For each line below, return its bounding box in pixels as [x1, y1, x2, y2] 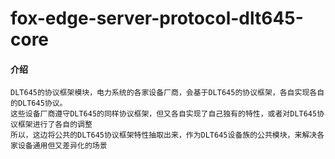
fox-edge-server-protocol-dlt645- [10, 7, 304, 30]
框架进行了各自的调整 [17, 120, 93, 130]
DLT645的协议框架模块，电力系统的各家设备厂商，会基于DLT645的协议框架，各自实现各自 [10, 88, 325, 98]
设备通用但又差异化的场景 [17, 141, 108, 151]
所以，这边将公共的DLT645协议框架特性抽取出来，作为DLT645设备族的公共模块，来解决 [10, 130, 318, 141]
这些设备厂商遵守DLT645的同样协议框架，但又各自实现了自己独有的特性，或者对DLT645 [10, 109, 318, 119]
